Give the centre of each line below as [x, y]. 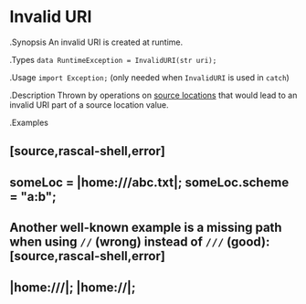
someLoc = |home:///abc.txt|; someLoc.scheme [149, 182]
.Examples [29, 122]
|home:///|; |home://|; [73, 287]
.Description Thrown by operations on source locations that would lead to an [153, 95]
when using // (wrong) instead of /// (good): [140, 242]
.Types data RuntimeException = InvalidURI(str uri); [113, 59]
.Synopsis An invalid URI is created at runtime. [96, 42]
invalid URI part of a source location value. [89, 105]
